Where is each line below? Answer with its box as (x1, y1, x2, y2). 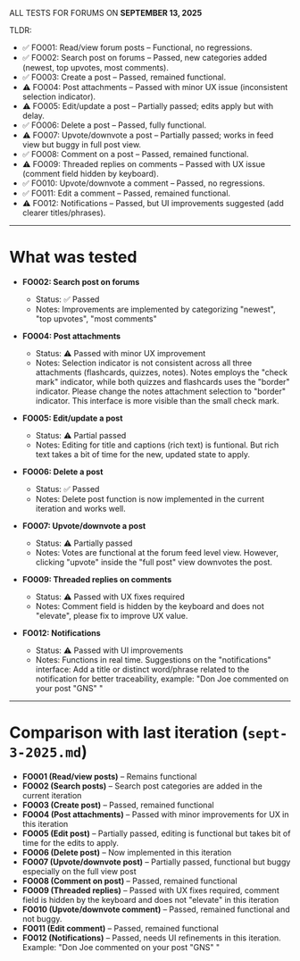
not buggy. (21, 913, 62, 923)
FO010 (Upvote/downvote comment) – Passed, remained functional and (21, 904, 290, 915)
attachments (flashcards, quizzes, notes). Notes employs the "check (35, 366, 288, 378)
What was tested (9, 247, 137, 267)
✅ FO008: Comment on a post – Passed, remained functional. (21, 149, 249, 159)
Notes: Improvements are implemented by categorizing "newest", (35, 304, 276, 314)
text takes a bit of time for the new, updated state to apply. (35, 448, 251, 459)
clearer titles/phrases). (21, 207, 106, 218)
